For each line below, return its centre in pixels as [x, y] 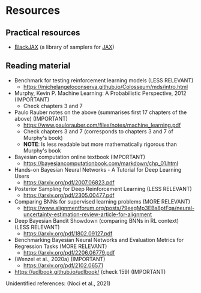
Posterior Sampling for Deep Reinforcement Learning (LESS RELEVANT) [103, 189]
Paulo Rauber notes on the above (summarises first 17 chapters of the [100, 112]
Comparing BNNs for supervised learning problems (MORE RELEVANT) [102, 201]
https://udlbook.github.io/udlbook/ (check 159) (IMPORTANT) [90, 271]
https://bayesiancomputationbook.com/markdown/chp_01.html [100, 163]
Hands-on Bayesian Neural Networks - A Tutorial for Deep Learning [98, 169]
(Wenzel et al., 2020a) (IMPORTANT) [60, 259]
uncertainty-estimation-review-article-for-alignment [88, 214]
